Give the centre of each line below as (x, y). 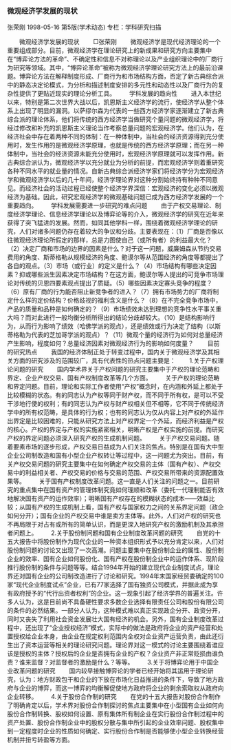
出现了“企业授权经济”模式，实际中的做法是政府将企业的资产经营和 (124, 628)
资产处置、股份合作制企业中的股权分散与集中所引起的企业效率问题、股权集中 (115, 722)
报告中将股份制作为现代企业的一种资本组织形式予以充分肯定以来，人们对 (121, 542)
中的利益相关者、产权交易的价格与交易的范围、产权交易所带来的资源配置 (115, 473)
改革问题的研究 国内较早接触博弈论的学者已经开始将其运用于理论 (110, 671)
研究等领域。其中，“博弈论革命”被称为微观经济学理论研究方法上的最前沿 (115, 68)
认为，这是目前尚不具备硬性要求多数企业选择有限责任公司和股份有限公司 (121, 602)
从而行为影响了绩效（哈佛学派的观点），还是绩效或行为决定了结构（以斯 (120, 326)
